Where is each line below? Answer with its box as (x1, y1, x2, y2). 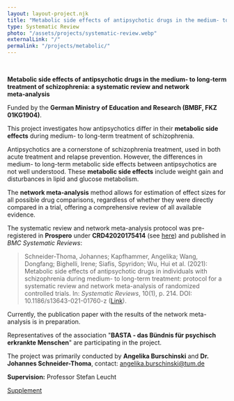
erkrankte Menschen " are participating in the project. (7, 338, 162, 347)
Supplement (7, 386, 42, 394)
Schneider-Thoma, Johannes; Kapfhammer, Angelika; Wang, (24, 252, 198, 260)
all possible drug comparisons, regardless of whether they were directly (7, 196, 214, 204)
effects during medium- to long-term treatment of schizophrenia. (7, 132, 195, 140)
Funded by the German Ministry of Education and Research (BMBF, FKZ (7, 104, 217, 111)
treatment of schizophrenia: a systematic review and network (7, 83, 189, 91)
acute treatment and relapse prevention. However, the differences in (7, 152, 203, 161)
